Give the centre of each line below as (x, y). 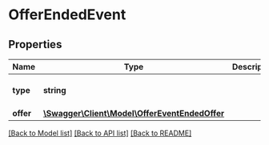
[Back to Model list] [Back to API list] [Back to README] (100, 133)
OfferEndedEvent (67, 15)
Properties (35, 44)
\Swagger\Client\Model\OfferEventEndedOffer (134, 113)
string (54, 90)
